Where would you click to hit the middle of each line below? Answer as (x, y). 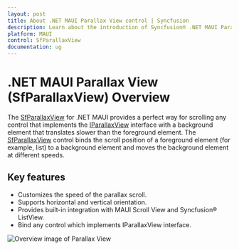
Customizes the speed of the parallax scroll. (82, 194)
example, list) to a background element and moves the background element (118, 147)
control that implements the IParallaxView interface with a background (110, 125)
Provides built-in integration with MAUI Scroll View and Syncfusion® (117, 209)
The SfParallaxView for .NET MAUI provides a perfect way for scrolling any (117, 117)
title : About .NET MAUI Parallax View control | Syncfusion (99, 21)
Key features (36, 178)
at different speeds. (36, 155)
